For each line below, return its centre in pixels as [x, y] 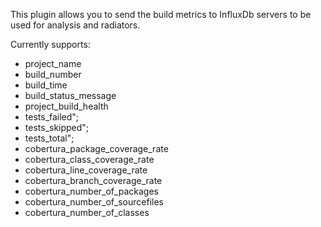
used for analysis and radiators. [75, 25]
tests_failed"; [52, 117]
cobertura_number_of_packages [91, 191]
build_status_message [70, 95]
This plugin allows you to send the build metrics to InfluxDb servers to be [161, 14]
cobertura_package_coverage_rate [96, 148]
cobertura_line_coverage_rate [86, 170]
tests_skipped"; [57, 127]
